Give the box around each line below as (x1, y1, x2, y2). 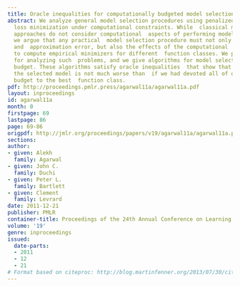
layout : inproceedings (7, 90, 75, 97)
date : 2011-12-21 (7, 202, 59, 210)
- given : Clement (7, 189, 59, 197)
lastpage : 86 (7, 116, 46, 123)
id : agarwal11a (7, 97, 53, 104)
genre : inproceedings (7, 229, 72, 236)
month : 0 (7, 103, 34, 110)
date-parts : (14, 242, 50, 249)
